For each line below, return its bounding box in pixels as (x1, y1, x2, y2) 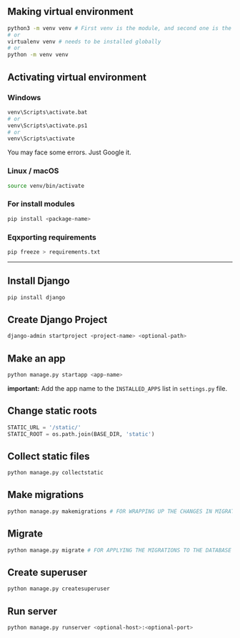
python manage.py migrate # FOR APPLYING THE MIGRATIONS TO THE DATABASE (7, 547, 232, 554)
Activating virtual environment (7, 71, 147, 83)
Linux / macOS (7, 166, 59, 176)
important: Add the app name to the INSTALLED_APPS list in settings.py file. (7, 384, 227, 392)
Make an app (7, 352, 66, 364)
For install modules (7, 199, 75, 209)
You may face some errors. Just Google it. (7, 148, 132, 156)
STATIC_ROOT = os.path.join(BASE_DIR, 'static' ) (7, 430, 155, 438)
